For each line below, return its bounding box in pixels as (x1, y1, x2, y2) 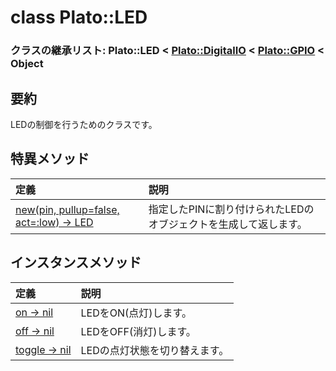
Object (10, 57, 44, 71)
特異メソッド (10, 151, 90, 168)
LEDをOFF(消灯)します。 (80, 324, 197, 338)
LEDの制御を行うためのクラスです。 (10, 118, 158, 130)
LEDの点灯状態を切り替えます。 (80, 343, 230, 357)
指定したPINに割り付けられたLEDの (148, 202, 315, 216)
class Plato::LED (10, 6, 148, 29)
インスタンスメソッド (10, 254, 142, 271)
